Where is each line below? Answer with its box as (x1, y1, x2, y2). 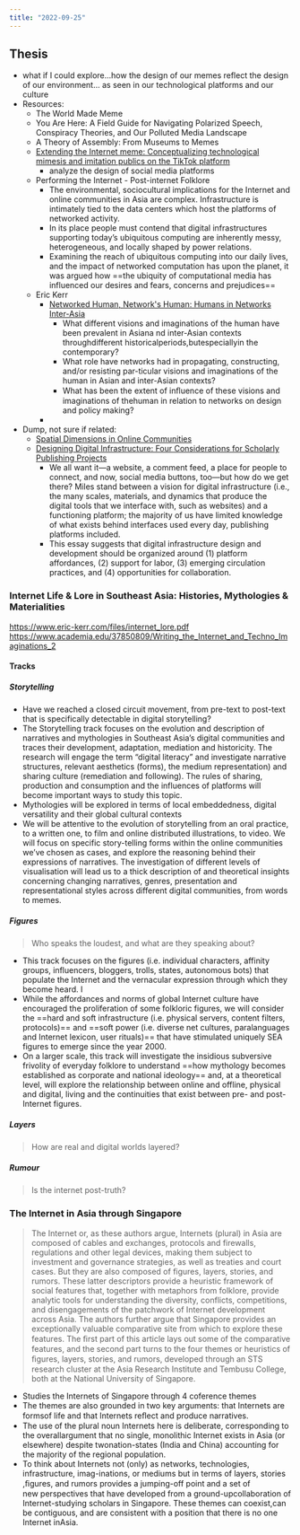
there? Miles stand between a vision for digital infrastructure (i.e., (48, 481, 290, 492)
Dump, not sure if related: (21, 424, 117, 435)
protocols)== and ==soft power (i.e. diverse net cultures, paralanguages (21, 1022, 290, 1033)
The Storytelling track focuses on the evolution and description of (21, 724, 265, 734)
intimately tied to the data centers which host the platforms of (48, 204, 277, 215)
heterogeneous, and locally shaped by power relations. (48, 241, 253, 252)
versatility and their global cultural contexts (21, 809, 182, 820)
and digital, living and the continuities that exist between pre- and (21, 1089, 264, 1100)
